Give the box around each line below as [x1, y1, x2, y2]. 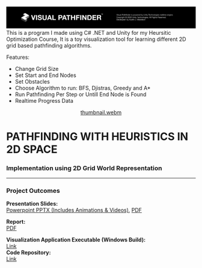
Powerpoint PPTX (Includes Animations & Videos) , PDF [6, 207, 142, 214]
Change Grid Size [14, 65, 59, 72]
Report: [6, 218, 26, 225]
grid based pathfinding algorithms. [6, 41, 92, 49]
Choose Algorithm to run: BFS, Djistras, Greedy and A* [14, 84, 151, 91]
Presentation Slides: [6, 200, 58, 207]
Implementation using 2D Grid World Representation [6, 163, 162, 172]
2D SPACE [6, 142, 58, 156]
